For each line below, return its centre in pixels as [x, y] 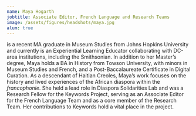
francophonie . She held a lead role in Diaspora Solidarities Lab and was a [95, 88]
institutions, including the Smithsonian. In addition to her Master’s [97, 57]
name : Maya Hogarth [31, 11]
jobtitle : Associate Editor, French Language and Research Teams [88, 17]
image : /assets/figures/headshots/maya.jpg [61, 22]
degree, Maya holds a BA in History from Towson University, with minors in [97, 63]
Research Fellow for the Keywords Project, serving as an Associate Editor [95, 94]
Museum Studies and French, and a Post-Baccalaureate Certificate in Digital [99, 69]
